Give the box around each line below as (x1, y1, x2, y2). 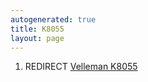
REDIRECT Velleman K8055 (24, 61, 138, 73)
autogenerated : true (10, 14, 97, 25)
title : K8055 (10, 24, 65, 34)
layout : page (10, 33, 65, 43)
